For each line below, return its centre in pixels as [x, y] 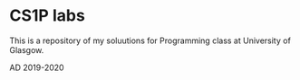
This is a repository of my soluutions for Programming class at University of [150, 40]
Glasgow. [27, 49]
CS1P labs [48, 16]
